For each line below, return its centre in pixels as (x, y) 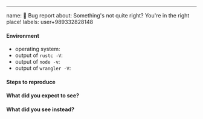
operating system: (37, 49)
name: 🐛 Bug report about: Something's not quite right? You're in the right (98, 15)
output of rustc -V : (39, 55)
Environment (23, 35)
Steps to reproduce (31, 82)
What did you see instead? (40, 109)
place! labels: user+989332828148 (50, 22)
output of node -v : (37, 62)
